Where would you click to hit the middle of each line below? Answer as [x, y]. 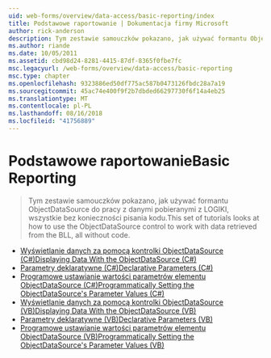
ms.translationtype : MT [48, 99]
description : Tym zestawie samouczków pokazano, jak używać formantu [128, 38]
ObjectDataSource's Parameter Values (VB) [92, 345]
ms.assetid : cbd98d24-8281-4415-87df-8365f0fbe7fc [95, 61]
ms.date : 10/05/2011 [43, 53]
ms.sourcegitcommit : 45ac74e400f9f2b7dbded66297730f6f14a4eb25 [117, 91]
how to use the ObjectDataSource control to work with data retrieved [142, 226]
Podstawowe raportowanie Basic [119, 161]
